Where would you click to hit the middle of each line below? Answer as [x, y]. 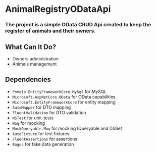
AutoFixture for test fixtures [41, 133]
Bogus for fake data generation [43, 144]
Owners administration [35, 58]
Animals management [34, 64]
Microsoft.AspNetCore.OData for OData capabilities [64, 97]
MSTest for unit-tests [33, 118]
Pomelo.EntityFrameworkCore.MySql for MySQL [59, 91]
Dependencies [28, 79]
